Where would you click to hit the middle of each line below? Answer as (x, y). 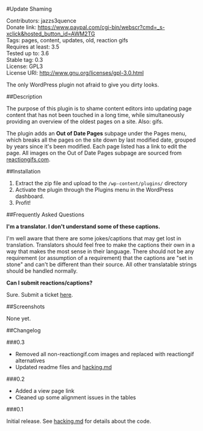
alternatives (30, 360)
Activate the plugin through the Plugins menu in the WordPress (94, 190)
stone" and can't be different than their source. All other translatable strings (102, 264)
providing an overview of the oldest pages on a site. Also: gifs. (85, 121)
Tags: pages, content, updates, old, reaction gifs (67, 40)
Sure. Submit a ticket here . (40, 295)
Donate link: (21, 27)
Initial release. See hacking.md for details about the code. (79, 421)
